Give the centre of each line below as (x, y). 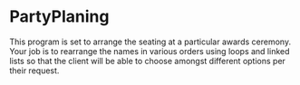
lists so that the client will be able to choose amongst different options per (147, 61)
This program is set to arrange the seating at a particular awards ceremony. (150, 42)
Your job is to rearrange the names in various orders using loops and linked (150, 51)
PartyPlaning (59, 17)
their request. (34, 71)
